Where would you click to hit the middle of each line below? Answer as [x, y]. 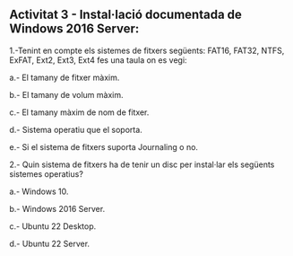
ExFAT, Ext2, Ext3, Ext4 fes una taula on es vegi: [98, 60]
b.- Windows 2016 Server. [57, 208]
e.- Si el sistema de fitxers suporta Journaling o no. [104, 146]
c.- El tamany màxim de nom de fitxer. [79, 112]
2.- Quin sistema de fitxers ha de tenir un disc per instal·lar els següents [142, 164]
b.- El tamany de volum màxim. [66, 94]
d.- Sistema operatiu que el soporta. [76, 129]
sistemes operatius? [46, 173]
